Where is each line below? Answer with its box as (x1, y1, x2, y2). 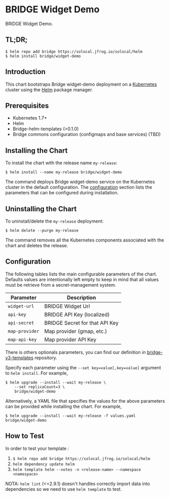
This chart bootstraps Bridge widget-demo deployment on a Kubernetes (5, 81, 157, 87)
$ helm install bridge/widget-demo (5, 53, 81, 58)
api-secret (8, 320, 34, 326)
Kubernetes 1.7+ (12, 115, 47, 121)
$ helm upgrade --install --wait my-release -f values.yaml (5, 413, 136, 419)
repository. (34, 354, 58, 361)
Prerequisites (5, 101, 49, 110)
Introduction (5, 68, 46, 76)
